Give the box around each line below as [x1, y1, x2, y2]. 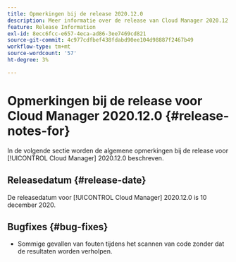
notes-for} [7, 123, 70, 138]
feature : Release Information [7, 23, 97, 30]
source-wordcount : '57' [7, 50, 77, 57]
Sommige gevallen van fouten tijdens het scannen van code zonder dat [17, 239, 225, 248]
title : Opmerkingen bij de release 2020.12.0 [7, 10, 143, 18]
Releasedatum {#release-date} [7, 174, 147, 186]
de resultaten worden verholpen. [17, 247, 113, 256]
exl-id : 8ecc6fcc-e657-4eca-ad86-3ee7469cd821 [7, 30, 147, 37]
